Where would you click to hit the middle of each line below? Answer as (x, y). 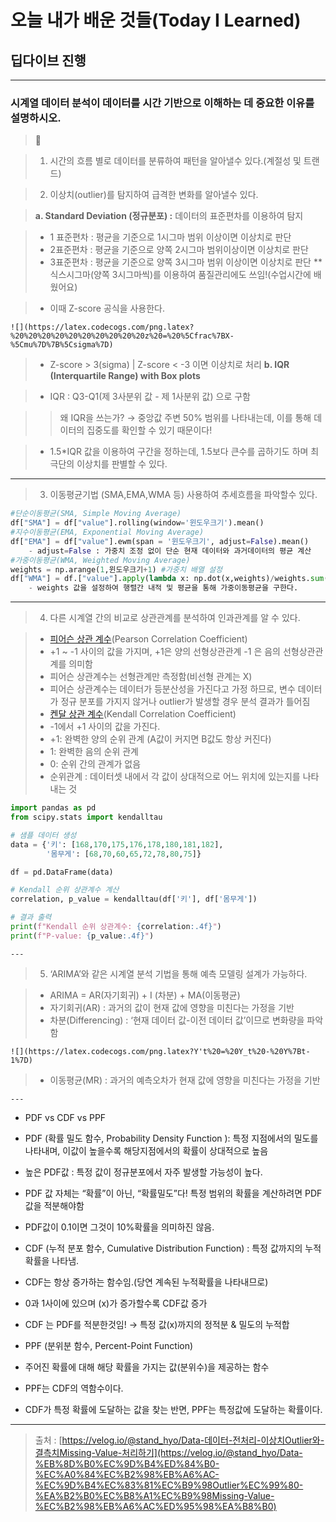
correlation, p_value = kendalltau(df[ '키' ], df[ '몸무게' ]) (134, 899)
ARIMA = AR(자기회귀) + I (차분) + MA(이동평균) (145, 995)
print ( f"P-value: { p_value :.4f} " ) (82, 936)
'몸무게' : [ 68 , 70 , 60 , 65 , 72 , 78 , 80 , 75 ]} (124, 854)
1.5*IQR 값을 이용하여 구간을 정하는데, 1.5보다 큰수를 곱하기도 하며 (179, 452)
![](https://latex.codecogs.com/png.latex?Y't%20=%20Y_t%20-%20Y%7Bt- (160, 1051)
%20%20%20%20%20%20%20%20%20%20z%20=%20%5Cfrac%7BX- (122, 336)
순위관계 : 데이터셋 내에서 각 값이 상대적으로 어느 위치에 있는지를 (175, 777)
